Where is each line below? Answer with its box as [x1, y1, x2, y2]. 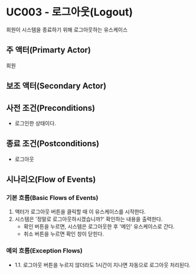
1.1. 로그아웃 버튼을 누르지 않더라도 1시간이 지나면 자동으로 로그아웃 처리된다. [14, 261, 191, 268]
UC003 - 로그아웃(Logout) [6, 5, 133, 19]
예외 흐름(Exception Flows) [6, 247, 83, 255]
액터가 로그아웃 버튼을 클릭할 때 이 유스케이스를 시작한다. [14, 208, 146, 215]
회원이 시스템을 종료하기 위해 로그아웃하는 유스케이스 [6, 26, 128, 33]
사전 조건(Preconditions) [6, 103, 96, 113]
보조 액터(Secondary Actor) [6, 81, 107, 91]
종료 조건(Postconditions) [6, 138, 99, 149]
